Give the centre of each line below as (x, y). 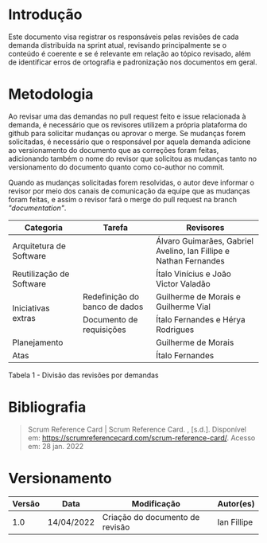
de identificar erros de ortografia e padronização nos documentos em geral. (133, 62)
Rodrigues (175, 330)
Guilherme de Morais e (198, 296)
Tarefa (116, 227)
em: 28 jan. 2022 (56, 446)
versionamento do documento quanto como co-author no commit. (116, 167)
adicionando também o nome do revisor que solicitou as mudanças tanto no (133, 158)
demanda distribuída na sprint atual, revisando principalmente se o (118, 45)
